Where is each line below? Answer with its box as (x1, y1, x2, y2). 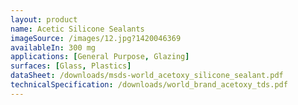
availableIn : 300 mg (10, 42, 97, 53)
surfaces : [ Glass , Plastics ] (10, 61, 132, 71)
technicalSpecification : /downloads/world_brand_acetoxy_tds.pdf (10, 80, 288, 90)
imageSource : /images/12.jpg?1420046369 (10, 33, 182, 43)
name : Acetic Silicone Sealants (10, 24, 145, 34)
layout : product (10, 14, 78, 25)
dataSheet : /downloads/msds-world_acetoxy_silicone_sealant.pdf (10, 71, 284, 81)
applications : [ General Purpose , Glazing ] (10, 52, 190, 62)
